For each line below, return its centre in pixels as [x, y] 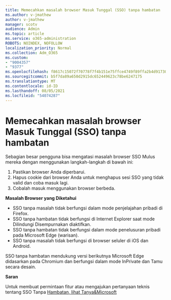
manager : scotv [21, 24]
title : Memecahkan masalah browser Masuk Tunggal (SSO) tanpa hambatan [83, 10]
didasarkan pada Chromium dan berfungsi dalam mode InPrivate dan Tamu [84, 262]
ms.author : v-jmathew [28, 15]
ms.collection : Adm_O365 [32, 53]
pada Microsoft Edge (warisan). [46, 235]
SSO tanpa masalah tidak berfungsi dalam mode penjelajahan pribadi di [88, 208]
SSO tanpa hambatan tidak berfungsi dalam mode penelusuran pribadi [87, 230]
